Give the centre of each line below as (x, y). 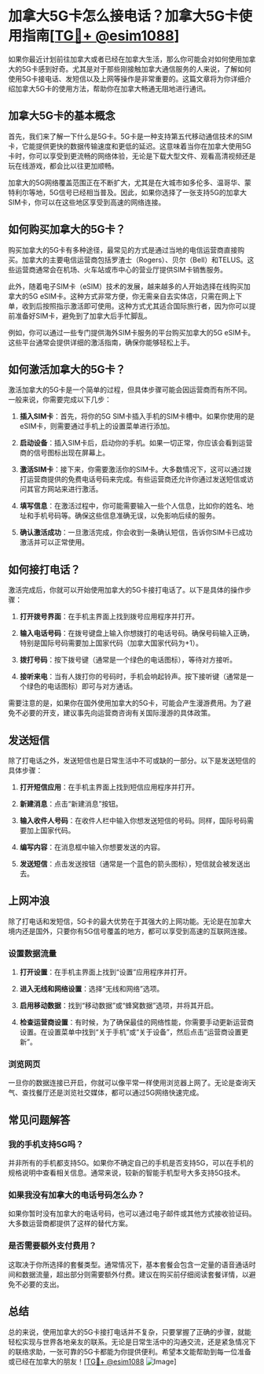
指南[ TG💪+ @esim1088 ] (101, 36)
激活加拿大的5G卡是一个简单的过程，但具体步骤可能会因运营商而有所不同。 (130, 390)
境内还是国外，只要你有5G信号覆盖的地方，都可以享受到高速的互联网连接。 (130, 931)
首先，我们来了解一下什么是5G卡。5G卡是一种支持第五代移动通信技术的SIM (130, 136)
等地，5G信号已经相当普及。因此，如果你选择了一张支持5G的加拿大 (138, 192)
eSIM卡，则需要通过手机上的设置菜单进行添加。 (97, 427)
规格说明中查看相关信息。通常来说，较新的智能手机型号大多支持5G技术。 (126, 1173)
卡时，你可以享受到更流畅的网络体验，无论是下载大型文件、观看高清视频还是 (132, 156)
